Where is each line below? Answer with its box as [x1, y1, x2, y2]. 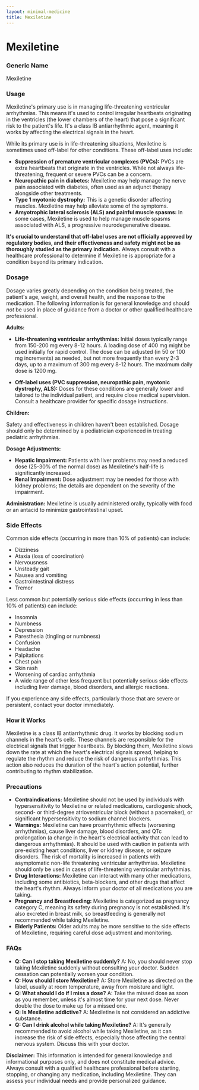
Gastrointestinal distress [14, 578, 74, 585]
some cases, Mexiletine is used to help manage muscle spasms [14, 215, 170, 223]
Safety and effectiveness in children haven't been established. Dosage [6, 421, 179, 428]
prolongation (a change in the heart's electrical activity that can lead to [14, 834, 188, 841]
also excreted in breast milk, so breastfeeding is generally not [14, 910, 166, 918]
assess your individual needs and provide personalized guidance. [6, 1077, 166, 1084]
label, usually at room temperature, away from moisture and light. [14, 983, 175, 990]
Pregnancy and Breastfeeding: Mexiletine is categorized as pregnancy [14, 897, 189, 904]
